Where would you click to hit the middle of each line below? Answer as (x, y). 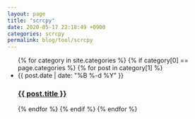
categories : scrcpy (36, 34)
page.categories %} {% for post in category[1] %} (90, 68)
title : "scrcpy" (31, 21)
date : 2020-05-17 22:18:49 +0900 (57, 27)
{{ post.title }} (42, 94)
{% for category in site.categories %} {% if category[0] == (103, 60)
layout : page (26, 14)
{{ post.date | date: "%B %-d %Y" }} (70, 76)
